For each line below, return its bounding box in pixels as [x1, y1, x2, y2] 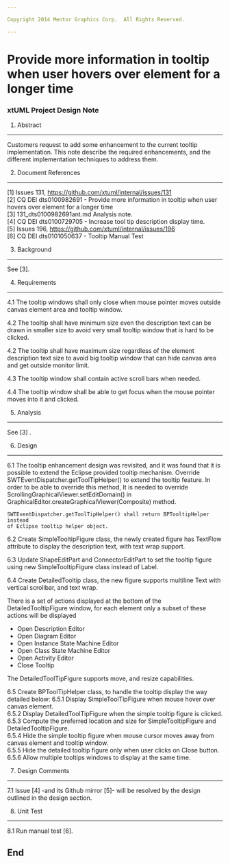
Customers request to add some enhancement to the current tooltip [7, 141, 198, 149]
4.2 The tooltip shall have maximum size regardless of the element [7, 347, 194, 355]
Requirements [16, 279, 57, 287]
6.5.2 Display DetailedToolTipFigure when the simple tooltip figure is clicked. [7, 710, 223, 718]
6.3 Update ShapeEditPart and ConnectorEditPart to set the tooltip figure [7, 555, 212, 564]
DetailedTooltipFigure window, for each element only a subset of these [7, 604, 207, 612]
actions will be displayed [7, 612, 77, 620]
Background [16, 245, 52, 254]
